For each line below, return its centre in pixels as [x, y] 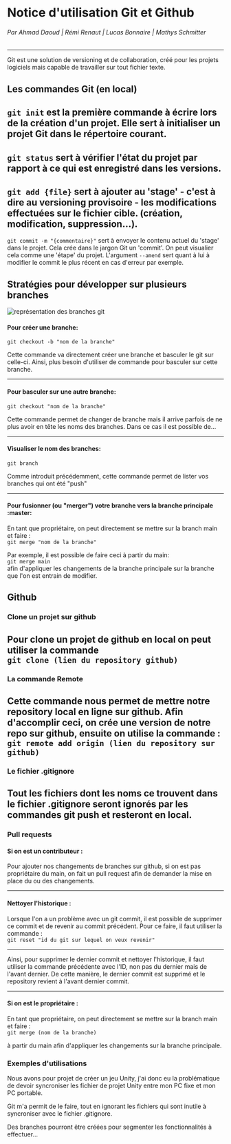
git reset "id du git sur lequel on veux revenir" [81, 940]
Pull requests [30, 834]
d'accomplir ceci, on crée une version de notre [109, 723]
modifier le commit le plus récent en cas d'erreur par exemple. [96, 263]
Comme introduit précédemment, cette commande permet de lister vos [108, 476]
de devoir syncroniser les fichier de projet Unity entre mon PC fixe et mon [111, 1086]
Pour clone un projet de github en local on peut [109, 639]
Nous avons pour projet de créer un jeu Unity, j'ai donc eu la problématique [113, 1078]
